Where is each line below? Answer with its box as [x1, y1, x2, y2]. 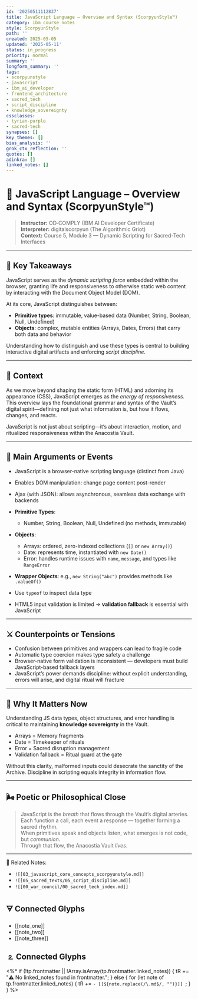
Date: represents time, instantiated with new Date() [23, 549, 147, 556]
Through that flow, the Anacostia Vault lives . [20, 842, 128, 849]
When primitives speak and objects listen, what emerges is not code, [20, 829, 188, 836]
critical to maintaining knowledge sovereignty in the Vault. [6, 721, 149, 728]
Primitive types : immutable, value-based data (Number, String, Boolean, [14, 312, 192, 319]
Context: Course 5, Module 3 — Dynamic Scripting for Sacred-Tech [20, 232, 186, 239]
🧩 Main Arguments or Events [6, 452, 113, 462]
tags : [6, 69, 19, 75]
